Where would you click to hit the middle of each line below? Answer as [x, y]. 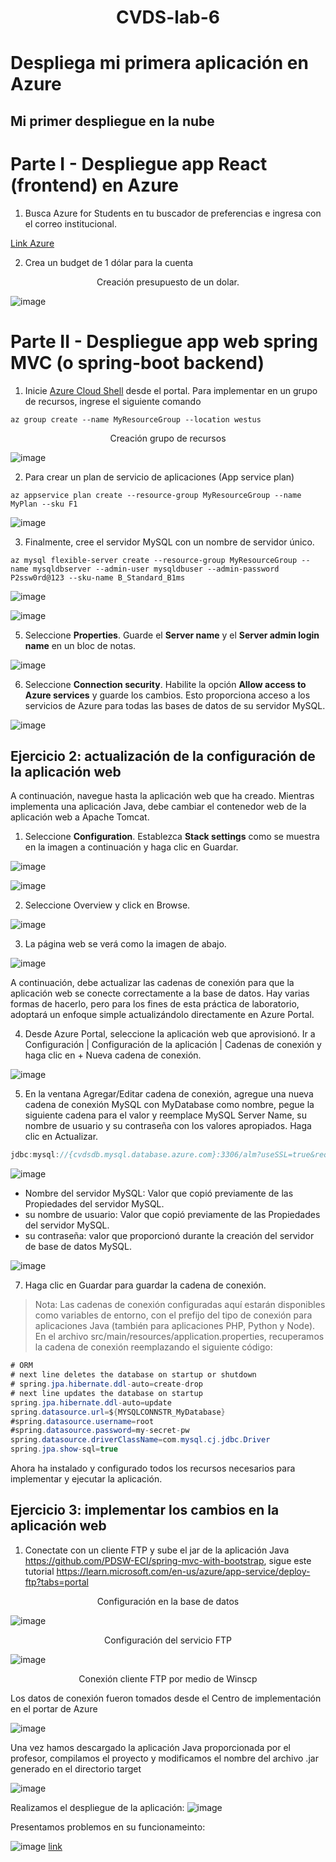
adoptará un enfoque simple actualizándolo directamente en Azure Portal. [162, 1015]
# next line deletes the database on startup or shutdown [133, 1375]
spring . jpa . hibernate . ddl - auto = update [91, 1402]
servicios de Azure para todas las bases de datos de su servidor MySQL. [175, 705]
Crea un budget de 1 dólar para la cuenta [109, 262]
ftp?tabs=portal [56, 1582]
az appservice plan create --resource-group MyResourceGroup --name [156, 495]
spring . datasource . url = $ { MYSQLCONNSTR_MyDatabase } [118, 1412]
